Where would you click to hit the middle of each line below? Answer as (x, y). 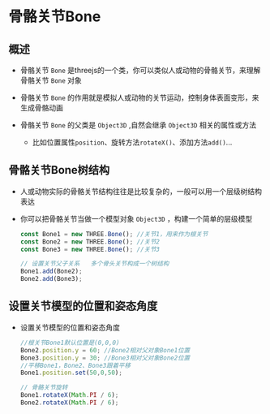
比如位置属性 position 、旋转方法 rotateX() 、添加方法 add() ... (132, 142)
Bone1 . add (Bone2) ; (51, 272)
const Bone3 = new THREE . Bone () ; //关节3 (90, 249)
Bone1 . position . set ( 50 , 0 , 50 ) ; (71, 373)
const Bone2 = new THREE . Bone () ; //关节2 (90, 241)
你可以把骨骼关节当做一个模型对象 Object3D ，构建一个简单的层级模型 (136, 218)
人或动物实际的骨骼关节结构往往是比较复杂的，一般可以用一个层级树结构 (141, 191)
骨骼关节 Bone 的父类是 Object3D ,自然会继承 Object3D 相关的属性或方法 (138, 125)
